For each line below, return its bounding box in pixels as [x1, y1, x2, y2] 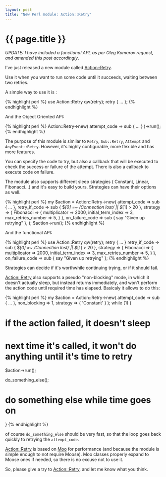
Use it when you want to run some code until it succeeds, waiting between [5, 74, 158, 80]
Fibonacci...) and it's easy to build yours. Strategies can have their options [5, 184, 157, 190]
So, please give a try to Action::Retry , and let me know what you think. [5, 466, 148, 472]
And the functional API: [5, 230, 53, 236]
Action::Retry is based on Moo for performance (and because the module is [5, 446, 160, 452]
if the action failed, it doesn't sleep [5, 317, 151, 329]
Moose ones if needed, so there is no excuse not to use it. [5, 456, 124, 463]
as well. [5, 190, 21, 195]
